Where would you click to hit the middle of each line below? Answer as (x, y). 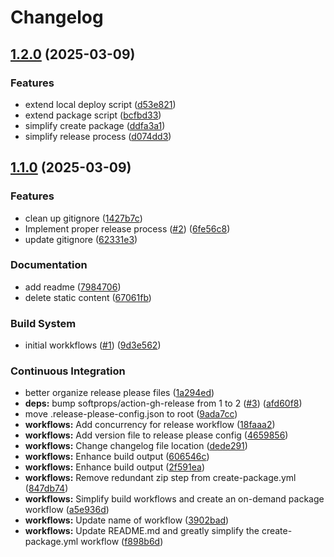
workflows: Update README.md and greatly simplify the (142, 531)
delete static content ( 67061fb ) (88, 297)
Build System (43, 323)
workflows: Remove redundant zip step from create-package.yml (160, 478)
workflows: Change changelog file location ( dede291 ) (136, 446)
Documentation (49, 265)
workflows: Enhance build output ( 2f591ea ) (114, 467)
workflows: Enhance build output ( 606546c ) (117, 457)
